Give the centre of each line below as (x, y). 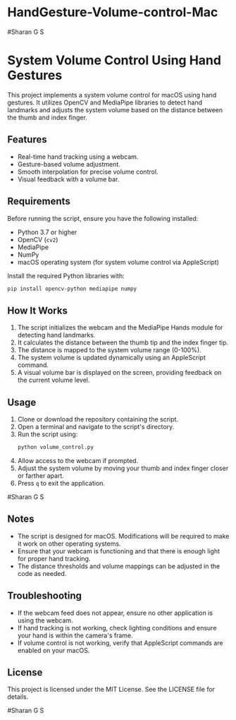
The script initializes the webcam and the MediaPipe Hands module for (120, 328)
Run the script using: (48, 434)
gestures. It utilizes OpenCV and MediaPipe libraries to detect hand (105, 102)
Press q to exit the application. (61, 483)
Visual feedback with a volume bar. (68, 179)
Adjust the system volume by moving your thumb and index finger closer (123, 468)
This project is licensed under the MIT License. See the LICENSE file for (111, 690)
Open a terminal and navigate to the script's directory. (96, 427)
